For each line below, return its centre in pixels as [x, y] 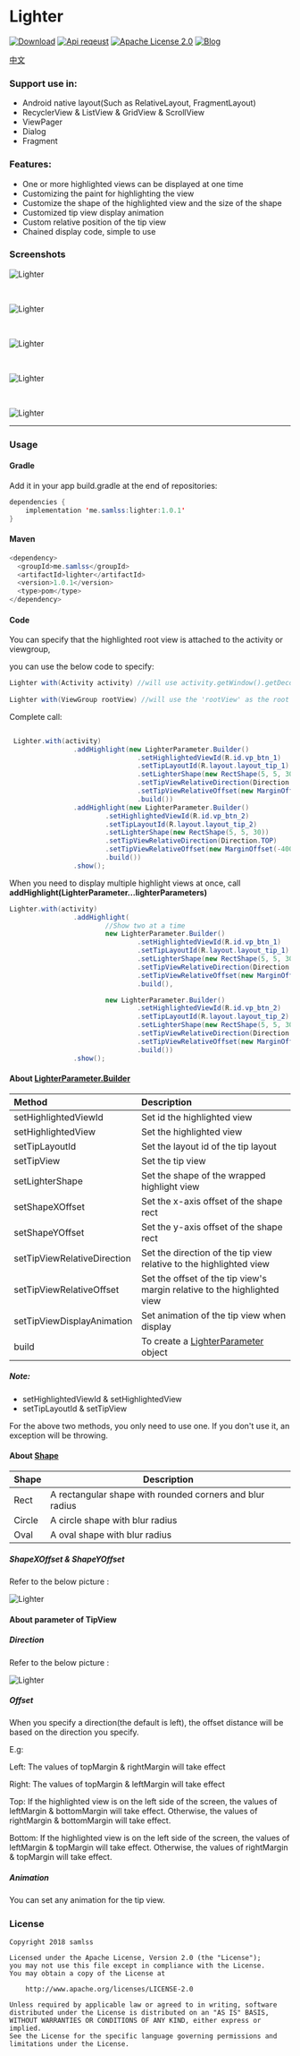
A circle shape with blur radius [114, 1520]
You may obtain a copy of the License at [87, 1974]
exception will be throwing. [59, 1435]
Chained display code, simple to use [89, 231]
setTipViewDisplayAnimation [73, 1321]
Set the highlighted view [192, 1132]
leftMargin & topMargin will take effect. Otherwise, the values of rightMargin [149, 1847]
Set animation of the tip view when [214, 1315]
